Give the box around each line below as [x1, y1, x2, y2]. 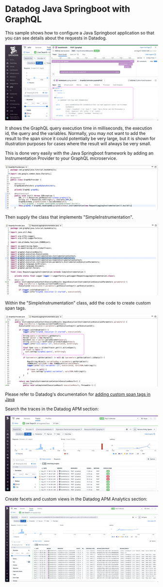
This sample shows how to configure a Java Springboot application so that [5, 30, 154, 36]
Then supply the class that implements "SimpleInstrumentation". [5, 214, 133, 220]
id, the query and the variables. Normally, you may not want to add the [5, 131, 146, 136]
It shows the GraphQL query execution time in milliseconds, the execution [5, 125, 152, 131]
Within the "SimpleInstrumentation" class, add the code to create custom [5, 300, 151, 305]
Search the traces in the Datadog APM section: [5, 406, 99, 412]
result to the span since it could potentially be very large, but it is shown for [5, 135, 156, 141]
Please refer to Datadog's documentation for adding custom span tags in [5, 391, 151, 398]
